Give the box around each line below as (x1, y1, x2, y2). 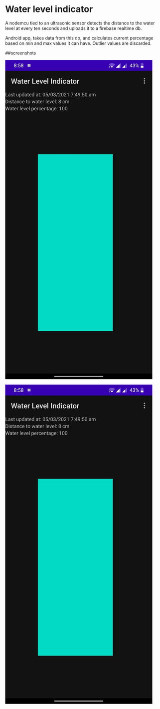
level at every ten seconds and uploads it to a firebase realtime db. (5, 25, 142, 31)
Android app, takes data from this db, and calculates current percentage (5, 35, 154, 41)
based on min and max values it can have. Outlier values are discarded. (5, 40, 152, 46)
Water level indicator (5, 3, 93, 15)
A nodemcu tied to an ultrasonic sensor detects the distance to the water (5, 20, 155, 26)
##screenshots (5, 50, 36, 56)
